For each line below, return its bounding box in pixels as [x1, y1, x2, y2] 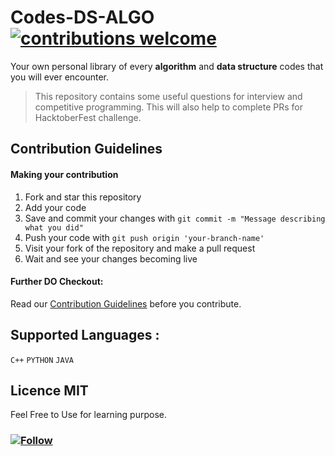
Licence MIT [10, 382, 89, 399]
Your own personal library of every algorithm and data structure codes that [10, 60, 324, 72]
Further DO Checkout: [10, 276, 104, 288]
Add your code [24, 201, 87, 213]
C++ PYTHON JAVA [10, 355, 74, 365]
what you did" [24, 222, 84, 233]
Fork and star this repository [24, 191, 142, 203]
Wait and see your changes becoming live [24, 252, 198, 265]
